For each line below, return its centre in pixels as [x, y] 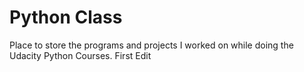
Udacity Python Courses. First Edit [80, 55]
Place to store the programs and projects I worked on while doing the [151, 45]
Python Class [66, 17]
